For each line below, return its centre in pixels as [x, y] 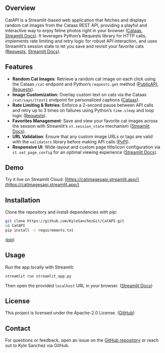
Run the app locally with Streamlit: [40, 267]
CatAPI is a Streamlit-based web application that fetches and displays [76, 20]
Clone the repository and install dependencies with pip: [61, 212]
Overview [20, 8]
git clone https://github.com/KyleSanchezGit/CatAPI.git [65, 221]
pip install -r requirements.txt [39, 230]
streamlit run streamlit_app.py [38, 276]
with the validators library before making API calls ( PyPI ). [71, 141]
